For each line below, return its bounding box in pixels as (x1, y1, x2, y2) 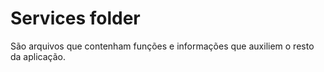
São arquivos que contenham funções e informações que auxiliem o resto (10, 40, 315, 52)
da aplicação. (10, 50, 67, 62)
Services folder (10, 7, 141, 30)
